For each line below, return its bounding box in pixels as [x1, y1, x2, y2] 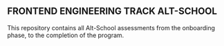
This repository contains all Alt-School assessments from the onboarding [7, 23, 216, 32]
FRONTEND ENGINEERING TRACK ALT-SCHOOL [7, 5, 218, 17]
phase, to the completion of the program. [7, 31, 124, 39]
